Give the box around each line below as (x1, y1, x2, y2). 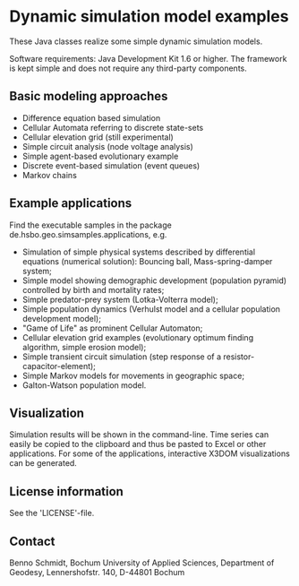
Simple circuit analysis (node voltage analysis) (21, 141, 194, 151)
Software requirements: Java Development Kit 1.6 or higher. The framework (9, 53, 287, 64)
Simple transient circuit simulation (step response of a (21, 351, 222, 362)
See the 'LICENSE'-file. (9, 508, 95, 519)
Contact (9, 533, 56, 548)
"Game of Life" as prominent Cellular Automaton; (21, 323, 203, 333)
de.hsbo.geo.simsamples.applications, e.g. (9, 228, 167, 239)
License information (9, 484, 124, 499)
